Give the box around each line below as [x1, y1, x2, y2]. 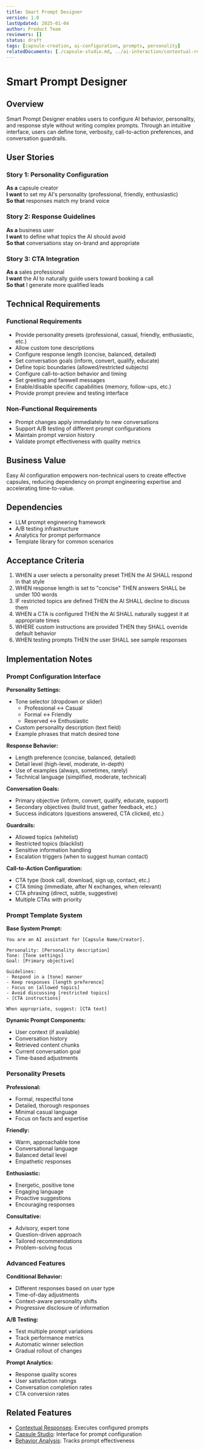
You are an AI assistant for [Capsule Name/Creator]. [6, 936, 146, 943]
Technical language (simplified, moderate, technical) [15, 773, 147, 780]
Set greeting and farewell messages [15, 376, 105, 384]
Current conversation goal [15, 1048, 81, 1055]
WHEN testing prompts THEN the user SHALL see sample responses [15, 636, 187, 643]
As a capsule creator [6, 184, 59, 192]
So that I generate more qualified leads [6, 281, 104, 289]
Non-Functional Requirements [6, 405, 97, 413]
